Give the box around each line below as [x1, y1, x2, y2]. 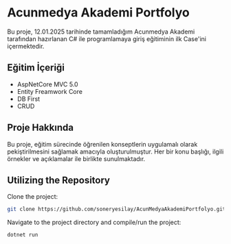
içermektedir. [7, 42, 45, 50]
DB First [16, 95, 40, 103]
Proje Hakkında [7, 122, 74, 134]
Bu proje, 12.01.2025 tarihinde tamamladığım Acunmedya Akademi [7, 27, 195, 36]
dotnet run [7, 232, 38, 239]
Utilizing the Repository [7, 174, 110, 186]
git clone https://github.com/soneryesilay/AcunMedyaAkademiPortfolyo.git [7, 206, 226, 213]
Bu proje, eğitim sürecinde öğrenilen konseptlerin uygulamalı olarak [7, 140, 198, 148]
